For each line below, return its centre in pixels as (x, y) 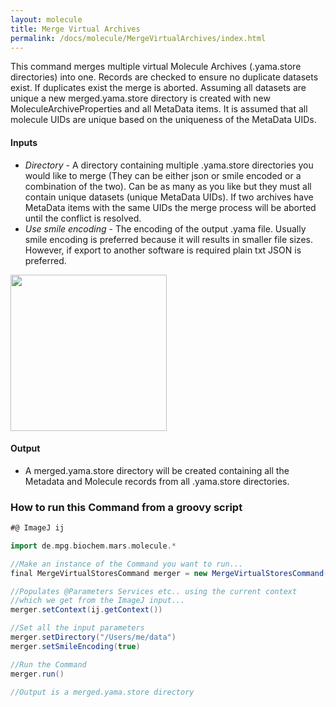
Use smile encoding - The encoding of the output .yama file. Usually (165, 228)
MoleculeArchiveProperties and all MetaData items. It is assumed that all (159, 109)
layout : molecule (46, 19)
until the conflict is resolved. (83, 218)
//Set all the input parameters (77, 628)
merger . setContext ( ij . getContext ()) (86, 610)
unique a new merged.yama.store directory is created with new (140, 98)
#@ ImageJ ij (37, 528)
